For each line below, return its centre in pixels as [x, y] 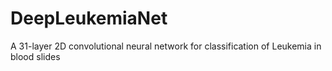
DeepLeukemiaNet [89, 18]
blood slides [35, 56]
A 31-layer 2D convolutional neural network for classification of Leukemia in [166, 46]
